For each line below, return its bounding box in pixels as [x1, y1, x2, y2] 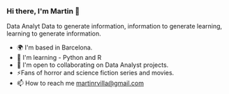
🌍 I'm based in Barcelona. [16, 43, 93, 52]
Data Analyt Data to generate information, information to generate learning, [6, 22, 223, 31]
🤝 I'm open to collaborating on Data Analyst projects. [16, 61, 169, 69]
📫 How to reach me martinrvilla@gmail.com [16, 79, 145, 88]
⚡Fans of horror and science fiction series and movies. [16, 69, 175, 77]
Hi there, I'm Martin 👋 [6, 6, 80, 16]
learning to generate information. [6, 29, 102, 38]
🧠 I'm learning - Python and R [16, 54, 102, 62]
